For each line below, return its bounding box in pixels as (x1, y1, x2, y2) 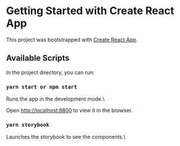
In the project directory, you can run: (6, 69, 95, 76)
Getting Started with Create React (6, 4, 175, 18)
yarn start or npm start (6, 84, 78, 90)
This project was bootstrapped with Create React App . (6, 36, 138, 43)
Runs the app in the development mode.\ (6, 95, 105, 102)
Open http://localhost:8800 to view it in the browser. (6, 107, 133, 114)
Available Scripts (6, 53, 69, 63)
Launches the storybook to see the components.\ (6, 134, 126, 141)
